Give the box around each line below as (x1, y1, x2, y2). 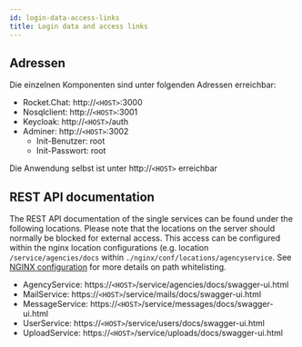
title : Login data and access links (9, 22, 148, 31)
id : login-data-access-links (9, 13, 120, 23)
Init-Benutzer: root (35, 135, 106, 146)
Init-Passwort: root (35, 145, 106, 156)
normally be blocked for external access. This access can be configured (9, 233, 280, 243)
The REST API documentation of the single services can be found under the (9, 213, 294, 224)
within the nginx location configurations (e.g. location (9, 243, 209, 253)
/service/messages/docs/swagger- (141, 299, 274, 310)
